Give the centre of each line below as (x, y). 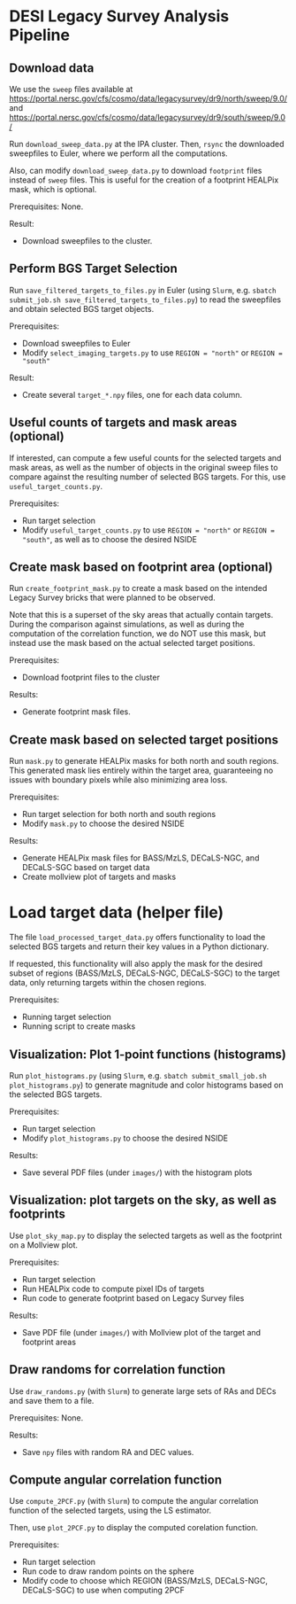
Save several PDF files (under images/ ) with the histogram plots (137, 1172)
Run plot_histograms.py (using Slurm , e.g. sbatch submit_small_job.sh (138, 1075)
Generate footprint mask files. (76, 712)
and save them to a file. (52, 1400)
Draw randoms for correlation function (118, 1370)
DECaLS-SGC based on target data (86, 868)
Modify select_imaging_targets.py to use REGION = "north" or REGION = (152, 353)
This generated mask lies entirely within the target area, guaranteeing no (141, 771)
